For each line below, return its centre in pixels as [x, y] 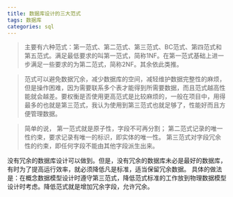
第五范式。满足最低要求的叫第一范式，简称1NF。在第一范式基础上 [118, 55]
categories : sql [31, 26]
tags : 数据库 [24, 20]
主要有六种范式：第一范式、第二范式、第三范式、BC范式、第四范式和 [123, 47]
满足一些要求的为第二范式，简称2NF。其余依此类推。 [106, 65]
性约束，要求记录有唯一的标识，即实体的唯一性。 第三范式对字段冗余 [122, 137]
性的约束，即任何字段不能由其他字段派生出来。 [91, 146]
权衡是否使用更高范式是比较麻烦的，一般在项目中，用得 [146, 96]
